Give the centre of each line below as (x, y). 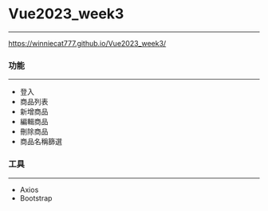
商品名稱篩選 (41, 142)
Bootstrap (36, 198)
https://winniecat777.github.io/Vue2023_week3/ (87, 43)
